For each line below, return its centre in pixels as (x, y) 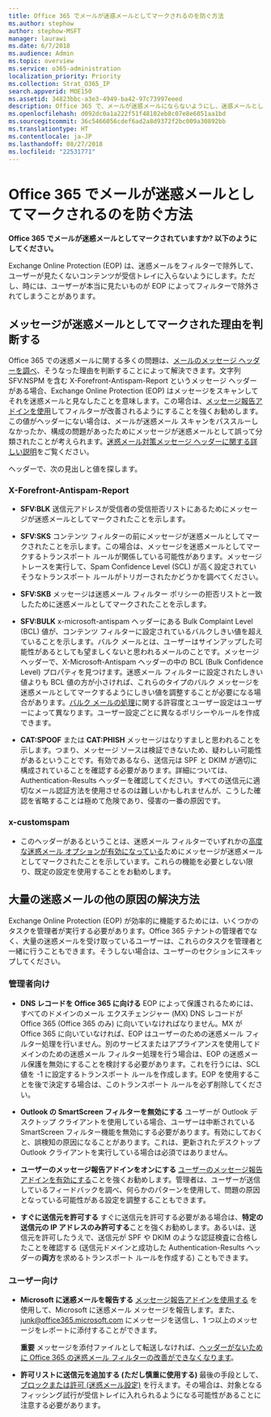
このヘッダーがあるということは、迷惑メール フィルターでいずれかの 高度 (141, 841)
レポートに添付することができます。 (102, 1330)
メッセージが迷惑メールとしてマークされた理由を (130, 324)
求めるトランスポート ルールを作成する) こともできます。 (158, 1257)
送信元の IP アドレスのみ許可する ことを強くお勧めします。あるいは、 (135, 1227)
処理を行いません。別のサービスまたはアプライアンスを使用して (148, 1043)
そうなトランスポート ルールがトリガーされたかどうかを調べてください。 (141, 577)
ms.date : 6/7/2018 (39, 46)
